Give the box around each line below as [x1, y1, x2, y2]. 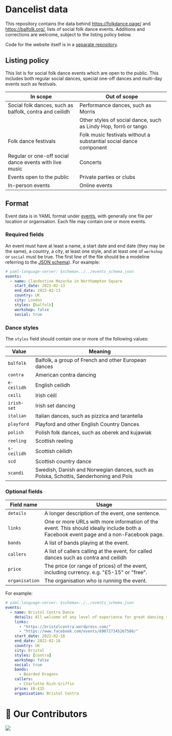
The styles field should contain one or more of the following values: [5, 335, 149, 342]
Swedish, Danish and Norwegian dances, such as [35, 466, 154, 473]
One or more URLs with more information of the [44, 518, 159, 525]
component [79, 144, 107, 151]
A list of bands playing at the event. [44, 540, 129, 547]
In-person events [8, 182, 50, 189]
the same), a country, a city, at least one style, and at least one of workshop [5, 248, 163, 254]
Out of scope [105, 93, 138, 100]
